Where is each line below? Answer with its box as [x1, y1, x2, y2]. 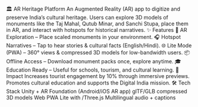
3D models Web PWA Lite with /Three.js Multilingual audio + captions [6, 94, 176, 101]
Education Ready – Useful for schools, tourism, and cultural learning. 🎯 [6, 66, 180, 73]
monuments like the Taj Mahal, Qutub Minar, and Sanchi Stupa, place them [6, 20, 188, 27]
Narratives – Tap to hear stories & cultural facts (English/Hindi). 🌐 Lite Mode [6, 42, 192, 49]
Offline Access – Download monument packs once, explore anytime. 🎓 [6, 58, 181, 64]
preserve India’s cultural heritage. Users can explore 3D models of [6, 14, 168, 21]
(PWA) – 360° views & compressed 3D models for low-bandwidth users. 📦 [6, 49, 190, 56]
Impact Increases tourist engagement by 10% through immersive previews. [6, 73, 190, 79]
